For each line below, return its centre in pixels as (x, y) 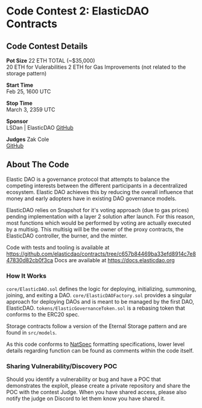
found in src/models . (32, 333)
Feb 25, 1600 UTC (29, 91)
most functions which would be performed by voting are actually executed (99, 223)
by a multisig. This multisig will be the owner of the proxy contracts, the (95, 229)
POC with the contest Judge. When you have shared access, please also (96, 392)
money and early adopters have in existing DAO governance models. (91, 198)
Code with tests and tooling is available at (58, 247)
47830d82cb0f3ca (30, 260)
